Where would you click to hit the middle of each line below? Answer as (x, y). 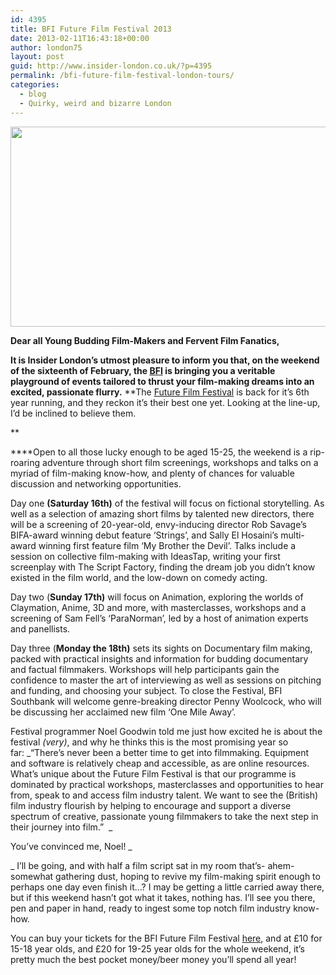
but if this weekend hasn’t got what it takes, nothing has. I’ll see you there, (163, 897)
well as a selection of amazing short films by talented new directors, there (162, 513)
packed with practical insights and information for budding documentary (159, 658)
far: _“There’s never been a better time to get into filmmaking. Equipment (160, 752)
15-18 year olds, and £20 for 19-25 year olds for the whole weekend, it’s (157, 948)
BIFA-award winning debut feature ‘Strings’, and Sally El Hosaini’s (144, 535)
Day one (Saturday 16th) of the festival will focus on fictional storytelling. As (167, 503)
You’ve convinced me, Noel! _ (71, 846)
